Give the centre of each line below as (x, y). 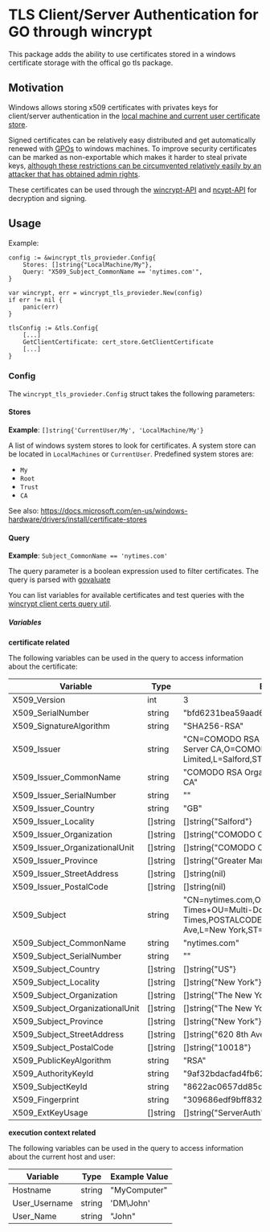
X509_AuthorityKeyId (53, 1074)
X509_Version (39, 700)
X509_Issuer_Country (53, 808)
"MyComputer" (139, 1190)
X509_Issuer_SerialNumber (64, 796)
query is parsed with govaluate (59, 579)
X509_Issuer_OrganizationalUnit (73, 848)
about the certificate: (43, 667)
